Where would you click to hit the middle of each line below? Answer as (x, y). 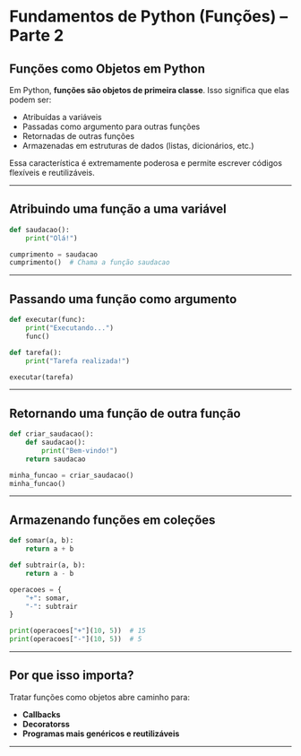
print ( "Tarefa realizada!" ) (77, 361)
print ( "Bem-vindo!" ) (80, 450)
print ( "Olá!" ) (52, 238)
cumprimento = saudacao (54, 254)
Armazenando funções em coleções (112, 520)
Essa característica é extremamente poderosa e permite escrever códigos (146, 163)
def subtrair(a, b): (48, 565)
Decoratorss (46, 724)
